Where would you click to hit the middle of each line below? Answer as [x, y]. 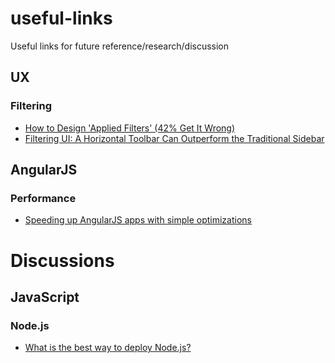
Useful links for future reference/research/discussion [120, 46]
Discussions [62, 260]
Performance [43, 198]
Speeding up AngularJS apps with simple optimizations [138, 220]
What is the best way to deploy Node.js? [108, 348]
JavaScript [45, 297]
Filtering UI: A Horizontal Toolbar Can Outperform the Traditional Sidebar [174, 138]
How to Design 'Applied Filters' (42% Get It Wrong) [130, 128]
